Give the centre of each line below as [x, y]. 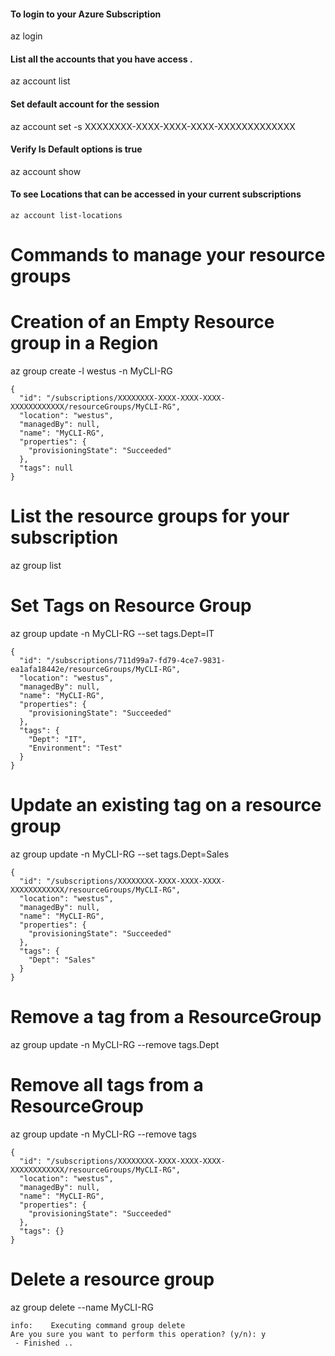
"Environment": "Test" [75, 748]
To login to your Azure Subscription [86, 14]
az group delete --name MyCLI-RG [82, 1307]
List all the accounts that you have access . [101, 59]
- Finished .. [44, 1343]
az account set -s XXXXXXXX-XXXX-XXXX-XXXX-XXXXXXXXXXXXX [153, 126]
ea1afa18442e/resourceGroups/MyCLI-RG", [96, 670]
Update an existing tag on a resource [166, 805]
